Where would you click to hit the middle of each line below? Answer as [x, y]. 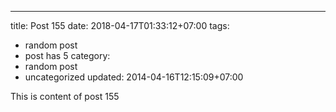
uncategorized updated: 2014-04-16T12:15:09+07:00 [134, 77]
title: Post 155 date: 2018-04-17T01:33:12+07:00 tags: [120, 25]
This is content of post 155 [65, 96]
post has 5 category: [67, 55]
